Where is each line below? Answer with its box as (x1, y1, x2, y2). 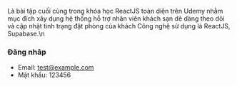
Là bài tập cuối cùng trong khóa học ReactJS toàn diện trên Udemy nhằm (7, 7, 223, 15)
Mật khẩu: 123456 (17, 71, 71, 80)
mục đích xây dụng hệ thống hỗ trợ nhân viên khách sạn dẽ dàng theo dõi (7, 14, 225, 23)
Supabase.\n (7, 29, 45, 38)
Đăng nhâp (7, 47, 46, 57)
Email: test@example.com (17, 63, 94, 72)
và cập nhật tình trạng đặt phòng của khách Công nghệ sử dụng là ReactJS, (7, 22, 231, 30)
